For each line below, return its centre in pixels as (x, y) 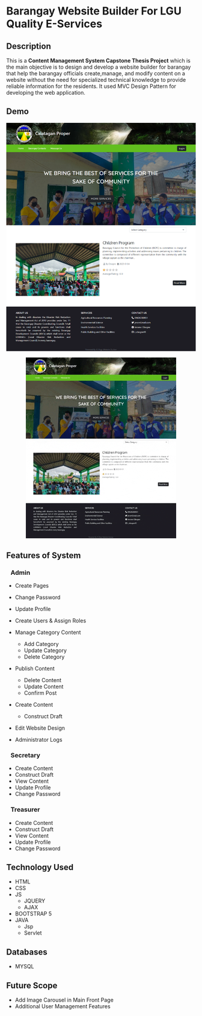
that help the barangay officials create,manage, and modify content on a (96, 73)
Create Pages (32, 585)
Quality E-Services (54, 24)
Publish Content (35, 668)
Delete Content (43, 680)
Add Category (41, 644)
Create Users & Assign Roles (50, 620)
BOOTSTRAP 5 (33, 914)
